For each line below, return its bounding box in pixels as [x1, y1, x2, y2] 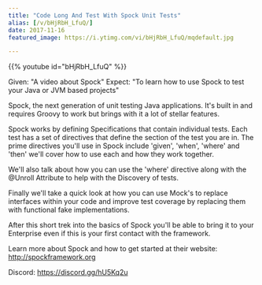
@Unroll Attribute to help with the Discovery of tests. [8, 173, 179, 183]
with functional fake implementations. [8, 205, 130, 215]
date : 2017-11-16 [8, 26, 65, 34]
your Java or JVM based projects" [8, 86, 120, 95]
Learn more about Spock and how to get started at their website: [8, 244, 218, 254]
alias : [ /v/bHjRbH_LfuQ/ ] [8, 19, 93, 27]
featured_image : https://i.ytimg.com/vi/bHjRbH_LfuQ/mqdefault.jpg [8, 33, 234, 42]
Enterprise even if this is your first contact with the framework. [8, 229, 211, 239]
